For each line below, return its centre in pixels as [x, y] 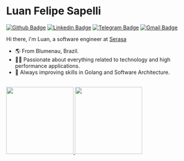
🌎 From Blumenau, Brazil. [47, 51]
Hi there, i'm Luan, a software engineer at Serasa [66, 39]
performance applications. [47, 66]
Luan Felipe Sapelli [54, 11]
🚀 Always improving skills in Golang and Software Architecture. [92, 72]
